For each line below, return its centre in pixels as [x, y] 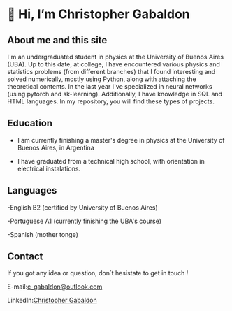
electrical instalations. [49, 168]
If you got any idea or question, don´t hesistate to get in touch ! [98, 273]
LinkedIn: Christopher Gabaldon [52, 301]
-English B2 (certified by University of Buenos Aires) [83, 207]
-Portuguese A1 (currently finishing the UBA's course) [85, 221]
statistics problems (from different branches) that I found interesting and [111, 72]
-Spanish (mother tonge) [43, 234]
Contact [25, 257]
